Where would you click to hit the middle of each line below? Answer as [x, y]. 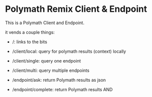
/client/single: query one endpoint [46, 61]
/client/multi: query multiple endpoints [51, 70]
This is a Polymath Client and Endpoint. [45, 23]
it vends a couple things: [30, 32]
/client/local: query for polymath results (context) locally [69, 51]
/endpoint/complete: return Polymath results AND [62, 89]
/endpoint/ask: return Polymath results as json [59, 80]
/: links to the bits [30, 42]
